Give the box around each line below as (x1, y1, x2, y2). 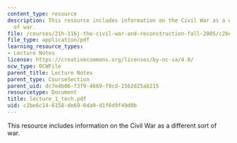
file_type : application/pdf (7, 37, 90, 44)
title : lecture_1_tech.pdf (7, 96, 87, 103)
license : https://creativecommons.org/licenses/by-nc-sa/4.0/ (7, 56, 194, 63)
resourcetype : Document (7, 89, 78, 96)
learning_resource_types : (7, 43, 83, 50)
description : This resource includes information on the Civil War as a (7, 17, 226, 24)
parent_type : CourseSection (7, 75, 90, 83)
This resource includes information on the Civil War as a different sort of (7, 121, 217, 130)
